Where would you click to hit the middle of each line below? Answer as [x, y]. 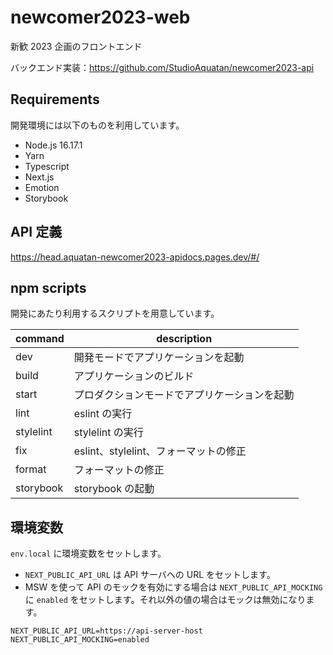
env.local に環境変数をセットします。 [88, 553]
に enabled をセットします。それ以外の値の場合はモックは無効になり [165, 600]
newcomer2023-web [100, 17]
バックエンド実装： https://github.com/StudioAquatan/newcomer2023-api [162, 67]
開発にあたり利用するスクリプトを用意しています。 [115, 313]
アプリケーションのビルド [134, 376]
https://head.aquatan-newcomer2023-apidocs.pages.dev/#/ [135, 257]
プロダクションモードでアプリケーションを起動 [184, 395]
